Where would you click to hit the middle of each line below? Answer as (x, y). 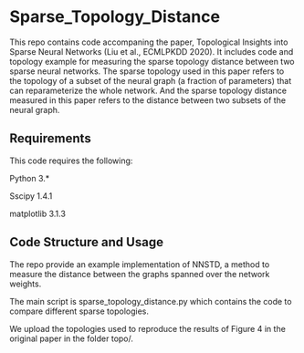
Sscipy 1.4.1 (31, 196)
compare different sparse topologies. (79, 311)
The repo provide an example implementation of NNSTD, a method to (140, 264)
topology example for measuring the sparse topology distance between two (152, 61)
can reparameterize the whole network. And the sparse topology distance (148, 90)
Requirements (50, 139)
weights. (26, 284)
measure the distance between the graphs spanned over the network (140, 274)
